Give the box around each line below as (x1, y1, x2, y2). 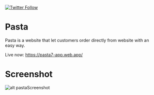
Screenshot (5, 69, 53, 80)
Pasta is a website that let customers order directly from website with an (5, 37, 149, 43)
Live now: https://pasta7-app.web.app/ (5, 52, 83, 57)
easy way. (5, 42, 25, 48)
